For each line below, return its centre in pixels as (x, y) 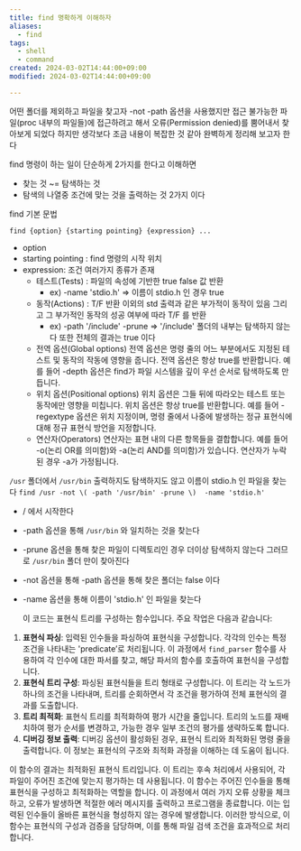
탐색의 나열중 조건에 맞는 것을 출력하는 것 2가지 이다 (114, 194)
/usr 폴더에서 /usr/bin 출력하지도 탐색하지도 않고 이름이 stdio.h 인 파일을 (140, 480)
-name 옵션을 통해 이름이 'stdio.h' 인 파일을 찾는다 (112, 599)
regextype (55, 416)
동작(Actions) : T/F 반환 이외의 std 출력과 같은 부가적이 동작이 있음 (153, 303)
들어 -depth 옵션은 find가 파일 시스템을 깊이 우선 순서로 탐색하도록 (162, 371)
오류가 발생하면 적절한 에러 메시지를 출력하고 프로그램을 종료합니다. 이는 (155, 803)
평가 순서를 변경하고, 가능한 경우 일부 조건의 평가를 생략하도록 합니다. (168, 727)
